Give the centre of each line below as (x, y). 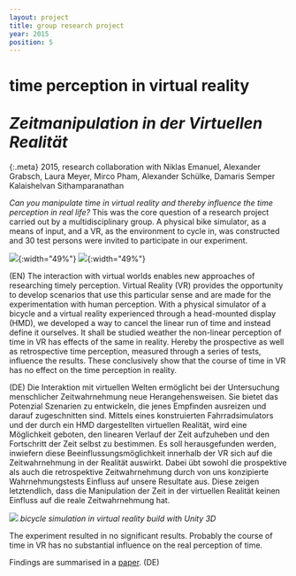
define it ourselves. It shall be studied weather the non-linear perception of (145, 332)
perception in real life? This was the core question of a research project (139, 213)
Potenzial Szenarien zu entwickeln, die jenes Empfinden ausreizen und (138, 406)
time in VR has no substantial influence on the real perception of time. (136, 545)
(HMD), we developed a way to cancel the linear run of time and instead (140, 323)
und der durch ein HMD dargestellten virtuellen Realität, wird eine (128, 425)
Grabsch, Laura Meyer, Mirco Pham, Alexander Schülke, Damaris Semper (142, 176)
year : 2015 (29, 34)
